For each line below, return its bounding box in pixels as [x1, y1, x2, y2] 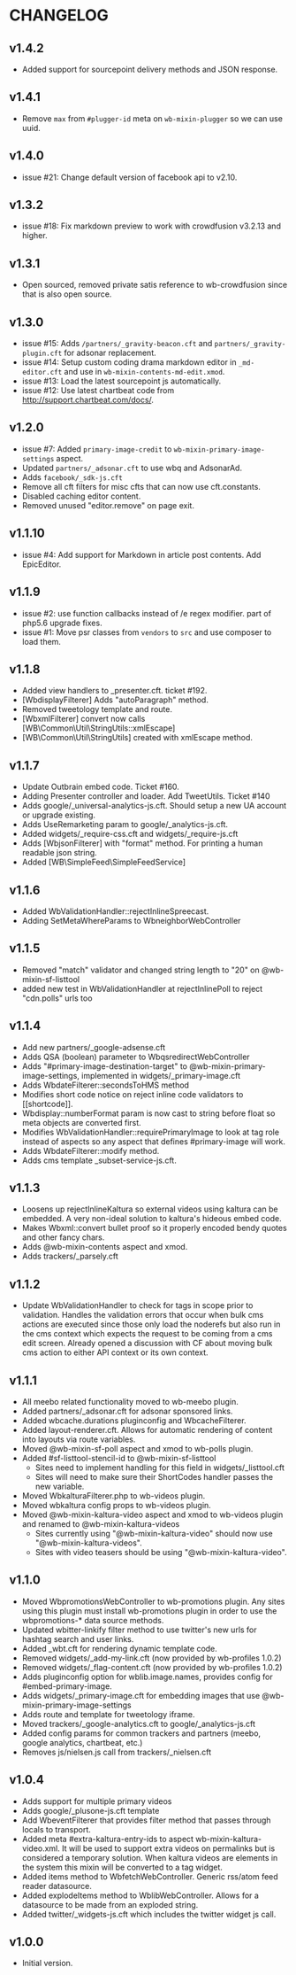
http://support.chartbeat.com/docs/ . [21, 395, 155, 406]
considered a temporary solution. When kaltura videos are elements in [21, 1852, 278, 1863]
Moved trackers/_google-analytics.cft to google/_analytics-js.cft [21, 1718, 256, 1729]
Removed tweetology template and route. [21, 704, 172, 715]
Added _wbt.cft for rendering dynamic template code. [21, 1643, 218, 1654]
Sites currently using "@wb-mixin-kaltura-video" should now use [34, 1529, 273, 1538]
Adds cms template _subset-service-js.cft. [21, 1155, 177, 1166]
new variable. [34, 1481, 85, 1491]
